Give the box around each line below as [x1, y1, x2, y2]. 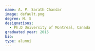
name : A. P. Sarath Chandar [5, 7, 62, 12]
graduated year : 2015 [5, 30, 49, 34]
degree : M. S [5, 16, 32, 21]
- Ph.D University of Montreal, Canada [9, 25, 91, 30]
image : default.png [5, 12, 45, 17]
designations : [5, 20, 34, 26]
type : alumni [5, 39, 32, 44]
